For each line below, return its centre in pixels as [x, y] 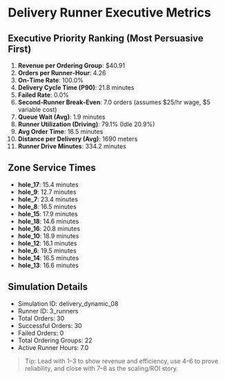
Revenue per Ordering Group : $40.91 [71, 66]
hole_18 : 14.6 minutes [48, 221]
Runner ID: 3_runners [48, 311]
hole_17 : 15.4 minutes [48, 184]
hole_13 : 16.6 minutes [48, 265]
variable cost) [37, 109]
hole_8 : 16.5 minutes [47, 206]
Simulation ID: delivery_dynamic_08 [68, 303]
